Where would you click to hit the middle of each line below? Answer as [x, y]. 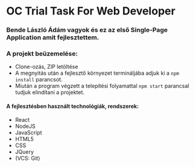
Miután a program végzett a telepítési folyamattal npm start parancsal [102, 86]
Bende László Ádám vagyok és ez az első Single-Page [87, 30]
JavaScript [28, 132]
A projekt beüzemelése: [42, 54]
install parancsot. [39, 80]
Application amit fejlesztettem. [53, 37]
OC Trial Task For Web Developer [91, 11]
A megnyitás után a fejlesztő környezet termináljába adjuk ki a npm [97, 73]
